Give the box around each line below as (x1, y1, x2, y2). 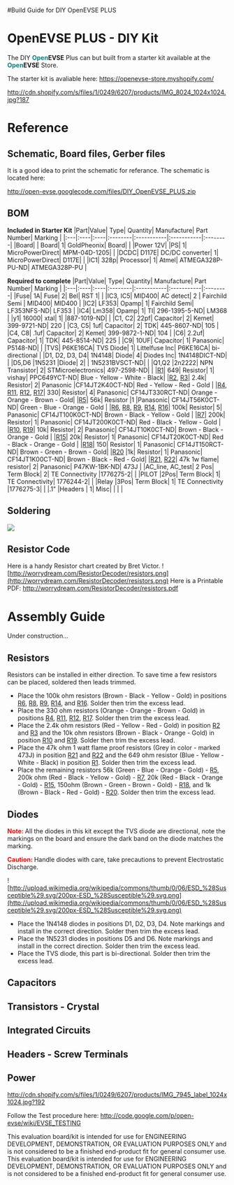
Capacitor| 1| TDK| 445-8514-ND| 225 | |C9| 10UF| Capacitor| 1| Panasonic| (7, 336, 225, 345)
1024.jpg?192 (7, 1098, 45, 1107)
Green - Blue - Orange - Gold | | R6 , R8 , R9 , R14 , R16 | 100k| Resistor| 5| (20, 403, 222, 411)
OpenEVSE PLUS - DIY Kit (7, 31, 159, 46)
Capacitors (7, 977, 57, 989)
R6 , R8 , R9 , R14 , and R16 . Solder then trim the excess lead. (17, 699, 186, 708)
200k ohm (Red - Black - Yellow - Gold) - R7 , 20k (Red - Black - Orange (17, 773, 224, 782)
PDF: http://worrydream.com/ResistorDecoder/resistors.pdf (7, 584, 179, 593)
